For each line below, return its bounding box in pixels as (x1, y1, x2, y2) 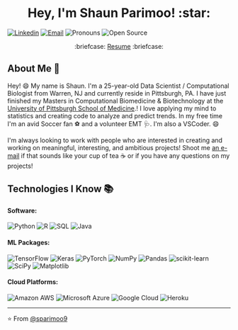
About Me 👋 (7, 62, 60, 75)
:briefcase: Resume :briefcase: (74, 42, 164, 50)
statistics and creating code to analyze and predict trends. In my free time (7, 111, 223, 120)
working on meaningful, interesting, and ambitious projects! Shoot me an (7, 143, 220, 152)
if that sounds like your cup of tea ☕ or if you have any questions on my (21, 151, 230, 160)
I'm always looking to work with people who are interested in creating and (7, 136, 223, 144)
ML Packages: (7, 238, 50, 246)
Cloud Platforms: (7, 278, 59, 286)
